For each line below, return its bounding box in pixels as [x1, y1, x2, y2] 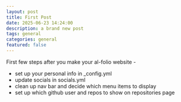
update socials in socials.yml [14, 76, 86, 84]
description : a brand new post [6, 25, 84, 32]
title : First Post [6, 14, 52, 20]
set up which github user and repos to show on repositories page [14, 89, 175, 96]
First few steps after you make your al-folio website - [6, 58, 136, 66]
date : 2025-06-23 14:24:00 [6, 20, 73, 26]
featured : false [6, 42, 46, 48]
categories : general [6, 36, 58, 42]
